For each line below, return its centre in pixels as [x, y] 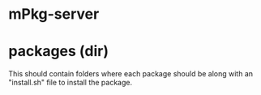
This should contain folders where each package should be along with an [131, 74]
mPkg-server [54, 14]
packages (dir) [59, 52]
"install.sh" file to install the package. [70, 83]
